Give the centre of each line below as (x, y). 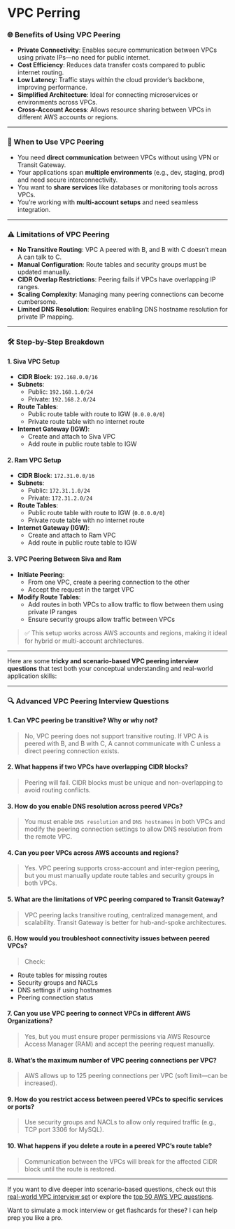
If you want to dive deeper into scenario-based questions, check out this (112, 1189)
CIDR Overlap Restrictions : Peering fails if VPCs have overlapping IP (116, 279)
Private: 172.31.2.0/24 (60, 498)
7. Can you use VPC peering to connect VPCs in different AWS (99, 1014)
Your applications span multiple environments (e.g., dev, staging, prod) (121, 172)
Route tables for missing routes (62, 975)
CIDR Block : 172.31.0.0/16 (56, 476)
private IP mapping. (45, 317)
